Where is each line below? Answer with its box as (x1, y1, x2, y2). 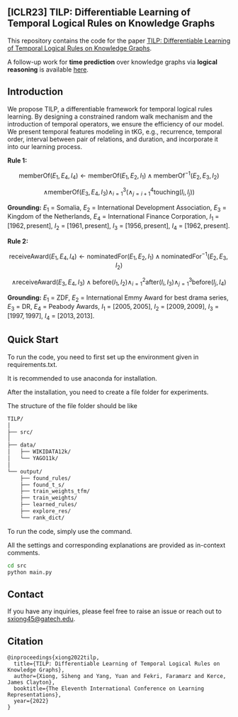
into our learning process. (7, 142, 83, 150)
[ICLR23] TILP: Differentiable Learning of (7, 6, 191, 18)
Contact (7, 588, 44, 600)
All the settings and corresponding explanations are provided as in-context (7, 540, 226, 549)
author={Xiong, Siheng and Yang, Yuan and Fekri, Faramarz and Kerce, (13, 673, 227, 680)
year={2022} (13, 698, 50, 705)
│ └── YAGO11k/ (7, 455, 59, 462)
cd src (7, 562, 27, 569)
